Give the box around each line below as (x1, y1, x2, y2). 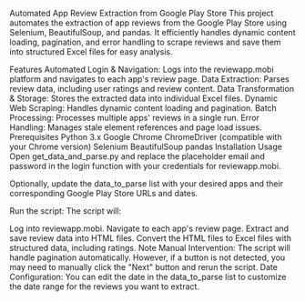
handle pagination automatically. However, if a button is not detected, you (9, 252, 286, 263)
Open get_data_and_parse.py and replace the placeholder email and (9, 151, 266, 162)
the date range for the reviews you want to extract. (9, 281, 200, 292)
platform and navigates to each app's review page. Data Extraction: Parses (9, 74, 290, 85)
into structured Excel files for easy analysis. (9, 46, 173, 57)
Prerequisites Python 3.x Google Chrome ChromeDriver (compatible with (9, 132, 282, 142)
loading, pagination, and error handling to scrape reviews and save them (9, 36, 281, 47)
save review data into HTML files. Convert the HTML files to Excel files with (9, 233, 291, 244)
